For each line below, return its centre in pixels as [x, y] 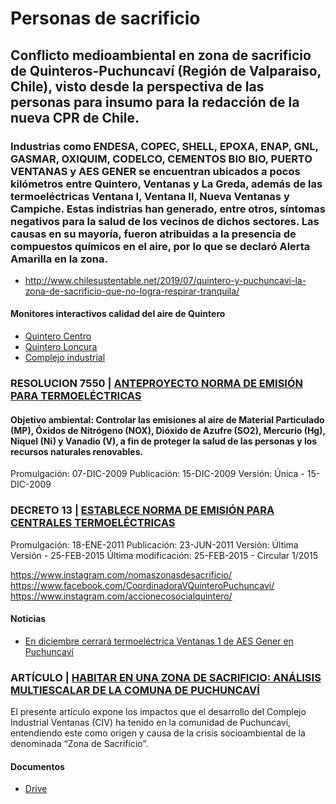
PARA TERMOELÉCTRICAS [76, 395]
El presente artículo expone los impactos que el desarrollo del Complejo [158, 711]
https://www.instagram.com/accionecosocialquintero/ [121, 596]
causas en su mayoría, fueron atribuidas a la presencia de [153, 234]
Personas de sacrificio [105, 18]
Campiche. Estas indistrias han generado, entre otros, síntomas [168, 209]
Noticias [28, 619]
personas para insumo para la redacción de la [155, 102]
